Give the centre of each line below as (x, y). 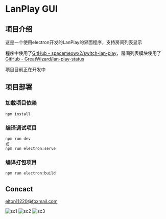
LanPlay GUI (31, 9)
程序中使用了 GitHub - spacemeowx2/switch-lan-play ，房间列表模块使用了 (84, 53)
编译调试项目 (21, 127)
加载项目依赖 (21, 103)
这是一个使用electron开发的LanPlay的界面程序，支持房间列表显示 (74, 42)
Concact (19, 189)
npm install (18, 114)
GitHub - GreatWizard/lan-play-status (45, 59)
